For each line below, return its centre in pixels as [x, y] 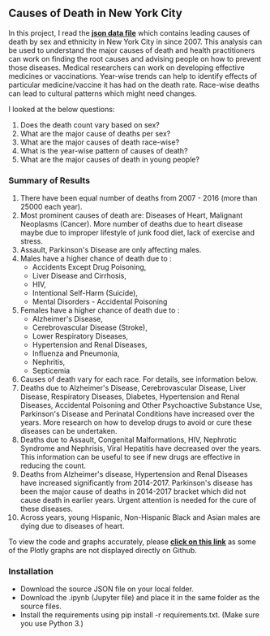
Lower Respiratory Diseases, [80, 336]
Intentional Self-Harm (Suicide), [85, 293]
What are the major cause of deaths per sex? [95, 133]
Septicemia [51, 371]
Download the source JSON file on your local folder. [107, 589]
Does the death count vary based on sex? [90, 124]
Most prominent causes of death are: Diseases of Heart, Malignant [131, 215]
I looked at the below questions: [62, 109]
